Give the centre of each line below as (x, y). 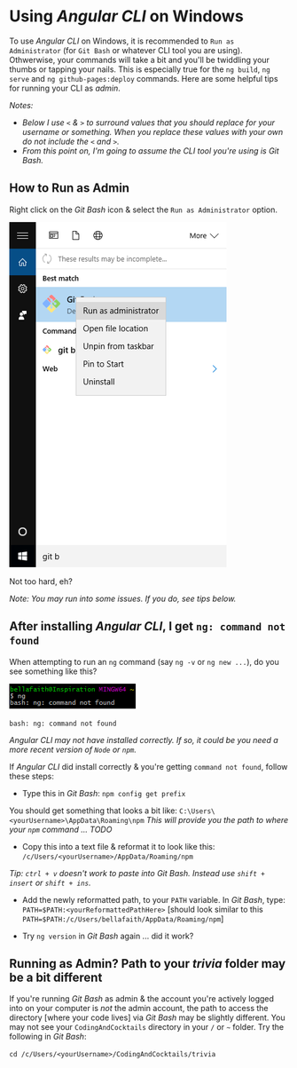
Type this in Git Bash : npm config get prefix (104, 793)
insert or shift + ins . (50, 882)
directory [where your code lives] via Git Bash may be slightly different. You (147, 1017)
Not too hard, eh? (41, 581)
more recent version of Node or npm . (73, 749)
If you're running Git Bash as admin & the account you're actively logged (142, 999)
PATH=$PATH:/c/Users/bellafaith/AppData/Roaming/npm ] (123, 918)
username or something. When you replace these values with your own (152, 131)
